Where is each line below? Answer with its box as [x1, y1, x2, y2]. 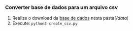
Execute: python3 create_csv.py [12, 20, 78, 26]
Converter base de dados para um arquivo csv [5, 4, 118, 11]
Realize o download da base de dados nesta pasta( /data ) [12, 15, 129, 21]
